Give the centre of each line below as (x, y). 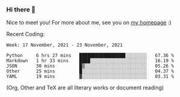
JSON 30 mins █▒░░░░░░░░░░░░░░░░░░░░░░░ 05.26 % (90, 66)
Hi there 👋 (21, 10)
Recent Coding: (26, 34)
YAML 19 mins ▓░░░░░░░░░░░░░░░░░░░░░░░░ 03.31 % (90, 77)
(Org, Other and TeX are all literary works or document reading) (85, 88)
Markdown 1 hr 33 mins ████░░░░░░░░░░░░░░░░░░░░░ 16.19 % (90, 61)
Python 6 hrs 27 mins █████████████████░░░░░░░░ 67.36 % (90, 56)
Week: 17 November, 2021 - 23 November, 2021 (64, 45)
